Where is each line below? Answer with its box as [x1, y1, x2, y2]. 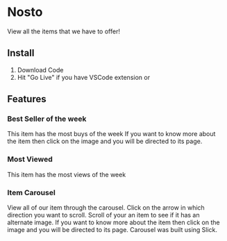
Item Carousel [7, 188, 56, 197]
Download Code [17, 65, 64, 74]
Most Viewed [7, 154, 53, 164]
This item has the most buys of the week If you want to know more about [7, 130, 216, 138]
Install [7, 47, 35, 59]
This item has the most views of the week [7, 170, 126, 178]
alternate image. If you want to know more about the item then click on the [7, 218, 220, 226]
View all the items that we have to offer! [7, 27, 120, 35]
